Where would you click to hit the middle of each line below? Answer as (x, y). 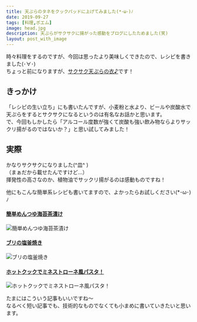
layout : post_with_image (36, 39)
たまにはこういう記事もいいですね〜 (50, 298)
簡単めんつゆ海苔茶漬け (34, 214)
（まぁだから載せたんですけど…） (47, 172)
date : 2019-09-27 (27, 17)
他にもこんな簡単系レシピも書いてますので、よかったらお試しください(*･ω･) (98, 192)
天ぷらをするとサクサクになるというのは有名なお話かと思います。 (86, 114)
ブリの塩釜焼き (24, 243)
